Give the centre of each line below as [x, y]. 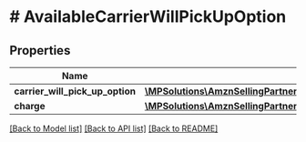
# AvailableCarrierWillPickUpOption [148, 17]
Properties [40, 51]
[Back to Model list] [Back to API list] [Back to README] [114, 128]
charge [30, 106]
